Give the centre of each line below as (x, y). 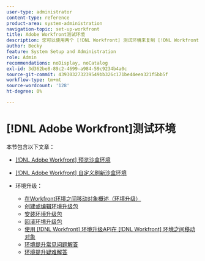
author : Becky (24, 46)
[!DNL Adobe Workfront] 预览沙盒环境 (63, 160)
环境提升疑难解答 (46, 252)
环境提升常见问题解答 (51, 244)
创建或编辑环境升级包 (51, 206)
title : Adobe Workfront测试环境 (46, 35)
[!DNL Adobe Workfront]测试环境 (91, 129)
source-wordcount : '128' (38, 86)
